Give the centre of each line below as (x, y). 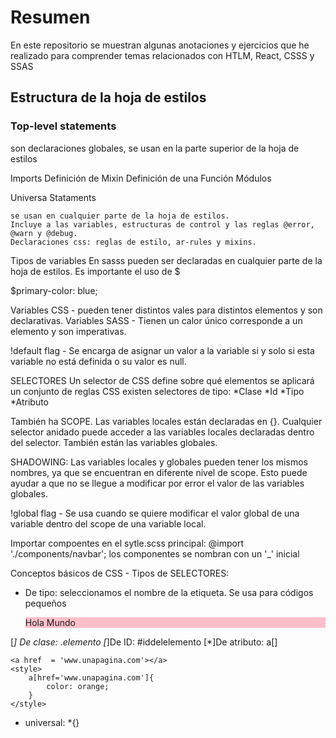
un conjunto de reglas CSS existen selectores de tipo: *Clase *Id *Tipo (157, 391)
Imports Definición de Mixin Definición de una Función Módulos (141, 178)
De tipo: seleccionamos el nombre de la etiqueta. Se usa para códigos (169, 592)
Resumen (50, 17)
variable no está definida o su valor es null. (98, 361)
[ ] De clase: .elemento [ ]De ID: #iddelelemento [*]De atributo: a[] (144, 642)
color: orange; (78, 686)
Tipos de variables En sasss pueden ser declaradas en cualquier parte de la (166, 260)
